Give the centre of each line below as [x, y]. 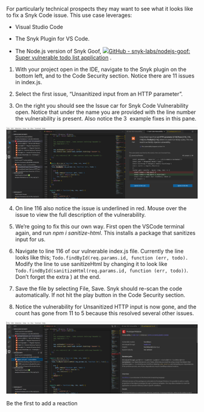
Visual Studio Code [39, 27]
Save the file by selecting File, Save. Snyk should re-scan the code [98, 289]
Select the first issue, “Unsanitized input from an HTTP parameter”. [99, 94]
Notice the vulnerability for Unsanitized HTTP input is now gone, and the [106, 307]
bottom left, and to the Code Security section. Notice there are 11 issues [105, 76]
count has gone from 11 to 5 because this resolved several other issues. [104, 313]
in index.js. [29, 82]
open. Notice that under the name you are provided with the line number [105, 112]
